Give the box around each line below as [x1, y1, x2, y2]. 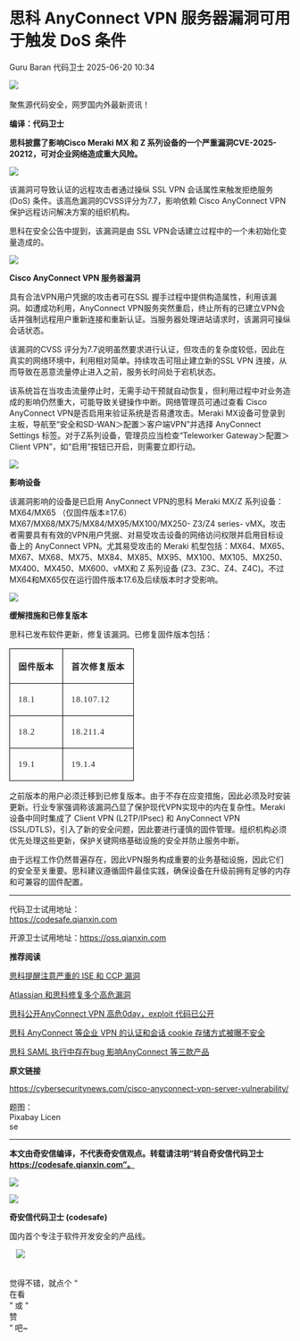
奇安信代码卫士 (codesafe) [9, 1211, 108, 1222]
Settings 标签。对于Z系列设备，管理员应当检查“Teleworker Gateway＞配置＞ [9, 430, 290, 441]
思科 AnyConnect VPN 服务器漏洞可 [9, 8, 275, 29]
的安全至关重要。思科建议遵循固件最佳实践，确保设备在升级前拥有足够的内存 [9, 864, 291, 876]
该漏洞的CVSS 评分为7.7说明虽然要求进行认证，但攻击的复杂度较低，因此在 [9, 343, 286, 354]
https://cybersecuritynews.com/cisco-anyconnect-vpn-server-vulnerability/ [9, 1083, 289, 1093]
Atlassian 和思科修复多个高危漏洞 [9, 989, 131, 999]
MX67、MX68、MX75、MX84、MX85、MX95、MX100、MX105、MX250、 [9, 552, 287, 562]
